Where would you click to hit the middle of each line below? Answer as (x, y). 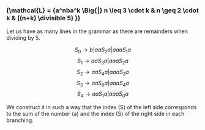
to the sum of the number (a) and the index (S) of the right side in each (95, 114)
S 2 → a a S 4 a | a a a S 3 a (103, 72)
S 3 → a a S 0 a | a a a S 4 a (103, 84)
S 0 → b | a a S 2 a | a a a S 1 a (103, 51)
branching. (20, 120)
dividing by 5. (24, 38)
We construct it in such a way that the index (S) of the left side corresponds (102, 107)
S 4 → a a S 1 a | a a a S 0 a (103, 95)
